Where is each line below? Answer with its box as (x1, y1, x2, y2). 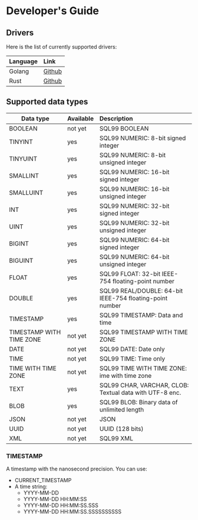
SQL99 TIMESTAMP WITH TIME (99, 328, 189, 336)
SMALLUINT (9, 188, 44, 197)
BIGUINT (9, 256, 34, 264)
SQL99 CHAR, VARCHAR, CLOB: (99, 381, 189, 389)
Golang (9, 67, 29, 75)
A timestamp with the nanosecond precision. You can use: (6, 465, 147, 473)
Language (9, 57, 38, 66)
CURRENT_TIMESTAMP (14, 477, 72, 484)
